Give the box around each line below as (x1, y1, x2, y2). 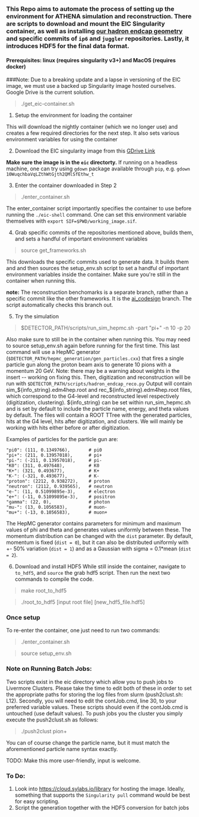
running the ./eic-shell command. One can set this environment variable (6, 211, 187, 218)
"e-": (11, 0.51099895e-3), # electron (6, 489, 116, 495)
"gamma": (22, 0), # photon (6, 499, 110, 505)
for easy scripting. (14, 798, 60, 805)
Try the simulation (14, 313, 59, 320)
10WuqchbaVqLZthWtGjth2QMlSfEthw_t (6, 172, 94, 178)
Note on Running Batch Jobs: (6, 664, 92, 673)
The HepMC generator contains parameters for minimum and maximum (6, 520, 181, 527)
